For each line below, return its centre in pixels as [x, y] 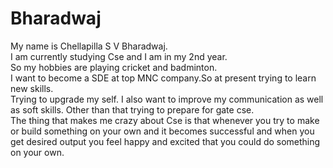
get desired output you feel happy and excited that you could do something [165, 141]
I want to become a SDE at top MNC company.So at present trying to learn [163, 78]
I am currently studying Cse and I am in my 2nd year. [119, 56]
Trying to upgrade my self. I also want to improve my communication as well [167, 99]
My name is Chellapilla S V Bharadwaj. [89, 46]
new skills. [32, 88]
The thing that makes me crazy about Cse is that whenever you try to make [165, 120]
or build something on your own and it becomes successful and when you [162, 131]
